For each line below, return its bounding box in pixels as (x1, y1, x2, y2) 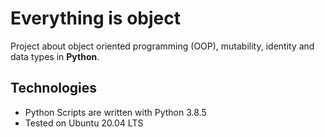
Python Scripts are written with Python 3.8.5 (24, 106, 207, 118)
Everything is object (10, 7, 181, 30)
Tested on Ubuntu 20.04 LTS (24, 117, 144, 129)
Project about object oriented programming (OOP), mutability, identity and (10, 40, 315, 52)
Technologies (10, 80, 98, 97)
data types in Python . (10, 50, 100, 62)
